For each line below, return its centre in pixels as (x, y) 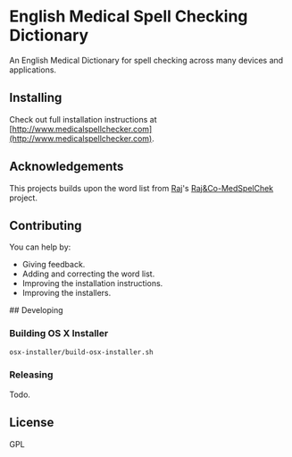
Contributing (46, 225)
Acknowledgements (67, 167)
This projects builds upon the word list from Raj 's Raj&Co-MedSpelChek (142, 188)
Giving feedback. (54, 265)
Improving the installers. (67, 293)
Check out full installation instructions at (83, 119)
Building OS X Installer (59, 334)
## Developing (37, 310)
